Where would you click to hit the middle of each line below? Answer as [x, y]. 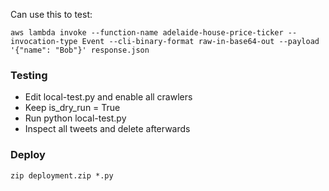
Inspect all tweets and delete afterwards [107, 129]
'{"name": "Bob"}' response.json [80, 50]
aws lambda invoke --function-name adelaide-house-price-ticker [147, 33]
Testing [29, 75]
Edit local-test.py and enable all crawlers [108, 97]
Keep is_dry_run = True [72, 108]
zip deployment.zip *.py [62, 175]
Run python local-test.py [75, 118]
